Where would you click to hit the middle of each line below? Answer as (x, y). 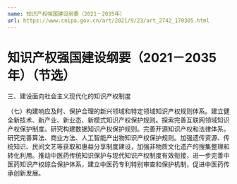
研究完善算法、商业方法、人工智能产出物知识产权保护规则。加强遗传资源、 (115, 138)
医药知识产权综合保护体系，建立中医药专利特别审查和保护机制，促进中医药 (115, 164)
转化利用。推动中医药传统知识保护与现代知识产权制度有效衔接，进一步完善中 (119, 156)
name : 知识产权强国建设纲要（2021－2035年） (66, 14)
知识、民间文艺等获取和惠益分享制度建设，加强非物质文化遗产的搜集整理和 (121, 146)
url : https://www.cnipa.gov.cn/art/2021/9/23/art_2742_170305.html (109, 21)
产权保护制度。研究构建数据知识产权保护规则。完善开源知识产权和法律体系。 (119, 129)
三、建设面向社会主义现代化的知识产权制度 (69, 96)
